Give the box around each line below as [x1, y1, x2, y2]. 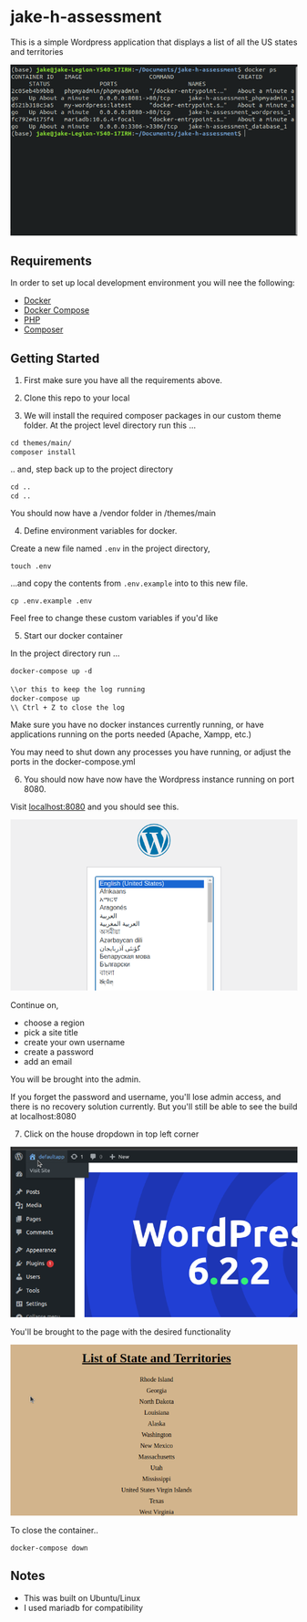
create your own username [23, 1036, 126, 1047]
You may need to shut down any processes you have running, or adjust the [10, 746, 292, 758]
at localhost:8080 [10, 1110, 77, 1121]
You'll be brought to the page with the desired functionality [10, 1326, 231, 1337]
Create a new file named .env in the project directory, [10, 543, 210, 554]
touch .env [10, 562, 52, 571]
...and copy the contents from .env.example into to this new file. [10, 577, 249, 589]
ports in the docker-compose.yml [10, 756, 136, 767]
